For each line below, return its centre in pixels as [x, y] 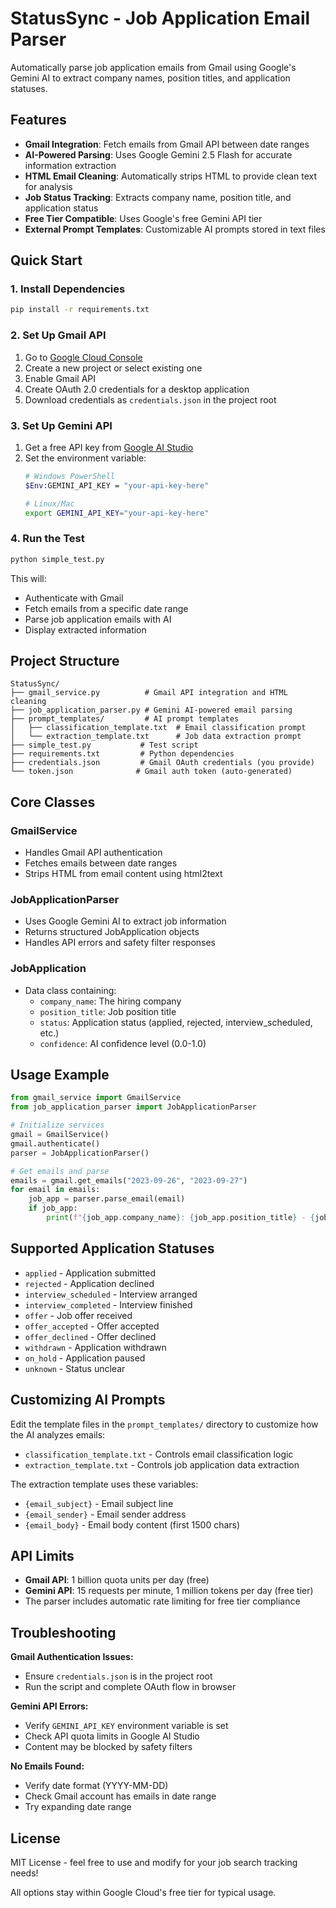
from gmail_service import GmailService [96, 1098]
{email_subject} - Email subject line [99, 1503]
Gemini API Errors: [49, 1706]
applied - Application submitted [90, 1273]
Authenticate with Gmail [74, 598]
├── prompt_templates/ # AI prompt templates [125, 719]
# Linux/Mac [49, 503]
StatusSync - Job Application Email [160, 18]
